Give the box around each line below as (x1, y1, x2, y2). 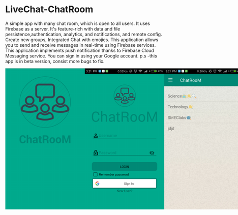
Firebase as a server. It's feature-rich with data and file (5, 25, 121, 32)
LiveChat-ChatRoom (5, 4, 94, 15)
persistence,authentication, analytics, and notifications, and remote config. (5, 31, 162, 37)
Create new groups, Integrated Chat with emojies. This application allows (5, 37, 159, 43)
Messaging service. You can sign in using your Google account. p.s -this (5, 52, 158, 59)
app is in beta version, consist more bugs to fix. (5, 58, 105, 64)
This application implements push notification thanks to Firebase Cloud (5, 47, 154, 53)
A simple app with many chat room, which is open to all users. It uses (5, 20, 150, 26)
